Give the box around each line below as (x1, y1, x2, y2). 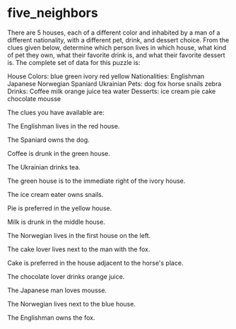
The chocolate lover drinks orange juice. (7, 272, 125, 280)
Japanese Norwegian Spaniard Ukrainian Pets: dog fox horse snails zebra (7, 79, 222, 88)
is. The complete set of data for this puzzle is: (7, 58, 141, 66)
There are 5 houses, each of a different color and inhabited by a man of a (7, 28, 220, 37)
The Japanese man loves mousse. (7, 286, 107, 294)
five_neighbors (7, 5, 98, 21)
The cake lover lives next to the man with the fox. (7, 245, 151, 253)
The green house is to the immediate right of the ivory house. (7, 177, 186, 185)
